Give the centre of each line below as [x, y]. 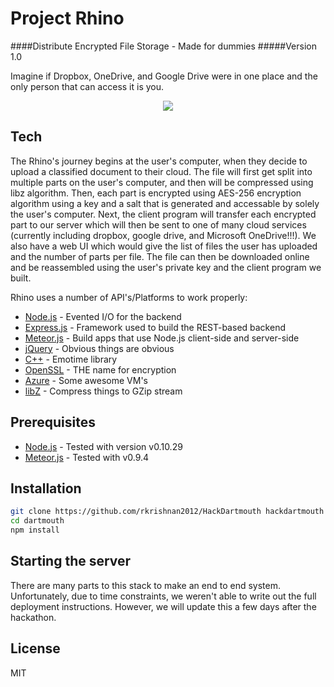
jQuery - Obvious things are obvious [99, 348]
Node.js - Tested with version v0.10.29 [103, 446]
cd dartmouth [37, 521]
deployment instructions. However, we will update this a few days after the [163, 606]
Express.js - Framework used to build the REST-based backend [155, 327]
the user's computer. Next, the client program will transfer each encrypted [163, 214]
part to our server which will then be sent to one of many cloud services [158, 224]
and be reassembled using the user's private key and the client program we [166, 267]
